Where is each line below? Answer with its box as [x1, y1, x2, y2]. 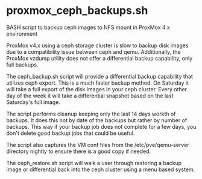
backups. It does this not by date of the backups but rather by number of [6, 116, 188, 124]
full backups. [6, 61, 39, 68]
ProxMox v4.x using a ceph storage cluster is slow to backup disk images [6, 42, 189, 49]
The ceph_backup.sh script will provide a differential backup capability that [6, 73, 193, 80]
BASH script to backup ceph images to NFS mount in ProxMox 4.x [6, 24, 170, 31]
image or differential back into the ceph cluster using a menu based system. [6, 166, 195, 173]
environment [6, 30, 38, 37]
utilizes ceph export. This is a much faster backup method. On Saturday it [6, 79, 189, 86]
